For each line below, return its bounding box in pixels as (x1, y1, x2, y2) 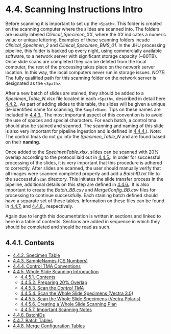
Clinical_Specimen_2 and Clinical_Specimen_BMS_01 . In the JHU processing (5, 42, 166, 48)
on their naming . (5, 139, 41, 145)
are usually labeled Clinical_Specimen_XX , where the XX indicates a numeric (5, 31, 166, 37)
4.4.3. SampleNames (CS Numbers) (12, 257, 88, 264)
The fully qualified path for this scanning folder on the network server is (5, 75, 157, 81)
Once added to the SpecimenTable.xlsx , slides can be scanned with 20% (5, 149, 159, 155)
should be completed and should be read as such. (5, 224, 111, 230)
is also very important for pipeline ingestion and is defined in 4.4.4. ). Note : (5, 128, 162, 134)
